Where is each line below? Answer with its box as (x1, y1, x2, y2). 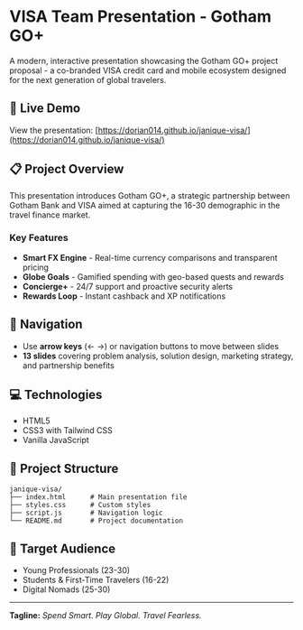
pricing (22, 262, 50, 273)
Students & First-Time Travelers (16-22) (22, 575, 170, 586)
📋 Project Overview (9, 162, 124, 177)
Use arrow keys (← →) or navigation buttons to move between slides (22, 340, 280, 351)
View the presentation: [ (9, 125, 99, 135)
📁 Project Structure (9, 460, 119, 476)
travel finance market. (9, 209, 91, 220)
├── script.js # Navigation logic (9, 508, 164, 518)
